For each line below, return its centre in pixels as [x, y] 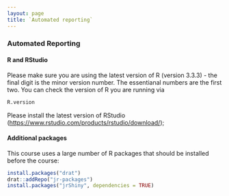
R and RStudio [27, 60]
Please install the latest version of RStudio [66, 115]
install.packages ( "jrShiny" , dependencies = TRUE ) [81, 186]
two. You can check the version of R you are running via [86, 89]
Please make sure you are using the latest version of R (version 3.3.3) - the [112, 75]
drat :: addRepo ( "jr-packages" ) [50, 179]
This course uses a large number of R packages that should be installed [108, 153]
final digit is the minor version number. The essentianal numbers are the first [114, 82]
